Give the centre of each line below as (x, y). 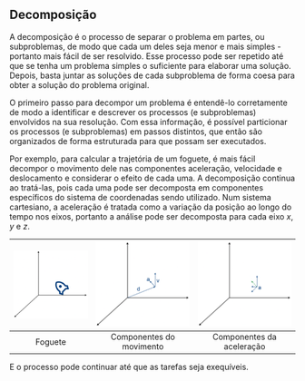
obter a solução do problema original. (79, 84)
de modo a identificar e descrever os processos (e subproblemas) (133, 112)
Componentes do (143, 337)
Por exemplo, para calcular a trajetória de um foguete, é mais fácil (133, 159)
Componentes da (244, 337)
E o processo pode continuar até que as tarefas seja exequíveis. (129, 366)
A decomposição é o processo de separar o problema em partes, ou (137, 36)
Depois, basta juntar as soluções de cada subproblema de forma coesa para (152, 75)
